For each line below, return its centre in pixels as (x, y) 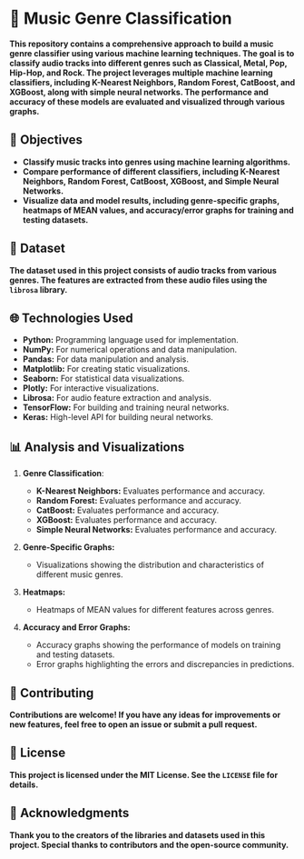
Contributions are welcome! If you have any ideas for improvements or (145, 714)
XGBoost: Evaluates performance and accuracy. (127, 520)
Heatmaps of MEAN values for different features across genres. (155, 610)
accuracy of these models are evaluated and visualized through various (147, 101)
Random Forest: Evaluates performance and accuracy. (139, 501)
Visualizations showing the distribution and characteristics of (150, 565)
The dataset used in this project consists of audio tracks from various (143, 270)
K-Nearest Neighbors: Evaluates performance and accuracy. (151, 491)
